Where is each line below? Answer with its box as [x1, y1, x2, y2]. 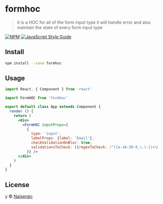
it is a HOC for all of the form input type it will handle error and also [16, 19, 151, 25]
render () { [9, 109, 34, 114]
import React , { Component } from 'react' [5, 87, 92, 92]
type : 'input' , [31, 131, 62, 136]
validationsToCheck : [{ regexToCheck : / [31, 145, 112, 150]
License [5, 180, 30, 189]
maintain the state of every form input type [16, 24, 103, 30]
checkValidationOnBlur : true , [31, 140, 92, 146]
